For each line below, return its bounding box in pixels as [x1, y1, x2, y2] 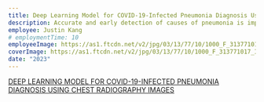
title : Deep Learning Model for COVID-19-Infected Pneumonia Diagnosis [8, 11, 247, 20]
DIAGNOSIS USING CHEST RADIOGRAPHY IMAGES [8, 85, 174, 94]
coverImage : [8, 48, 47, 56]
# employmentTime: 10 [8, 33, 79, 42]
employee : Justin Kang [8, 26, 82, 34]
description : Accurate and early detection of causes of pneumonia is [8, 19, 244, 27]
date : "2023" [8, 56, 51, 64]
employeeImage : [8, 41, 58, 49]
